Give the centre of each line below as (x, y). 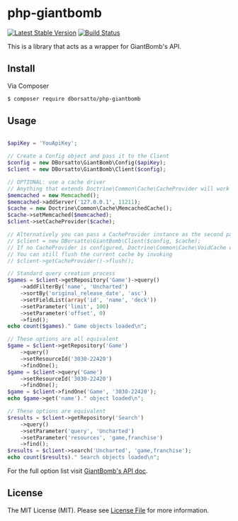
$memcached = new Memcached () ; (53, 195)
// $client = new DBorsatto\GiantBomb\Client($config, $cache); (104, 241)
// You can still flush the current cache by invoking (90, 254)
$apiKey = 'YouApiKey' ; (42, 143)
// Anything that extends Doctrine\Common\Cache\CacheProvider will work (119, 189)
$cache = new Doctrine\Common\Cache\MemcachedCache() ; (90, 208)
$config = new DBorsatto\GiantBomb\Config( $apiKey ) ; (87, 163)
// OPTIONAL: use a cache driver (57, 182)
